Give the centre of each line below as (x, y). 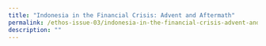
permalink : (26, 23)
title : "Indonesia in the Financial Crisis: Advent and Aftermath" (122, 15)
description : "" (35, 30)
